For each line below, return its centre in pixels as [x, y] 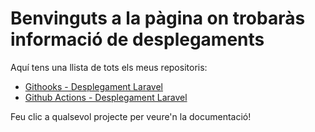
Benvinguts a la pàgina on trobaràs [158, 18]
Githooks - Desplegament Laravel [93, 86]
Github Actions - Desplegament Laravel [106, 97]
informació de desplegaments [137, 39]
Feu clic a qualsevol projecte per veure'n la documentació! [131, 116]
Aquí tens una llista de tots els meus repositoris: [109, 67]
